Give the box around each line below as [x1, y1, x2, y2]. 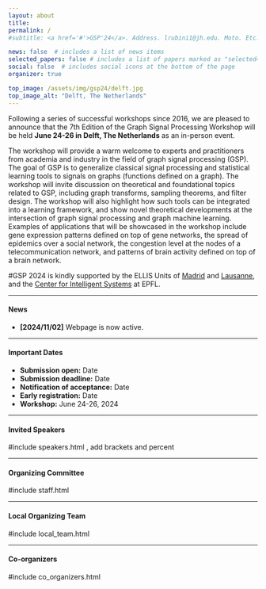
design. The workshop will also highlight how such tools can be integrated [8, 196, 251, 206]
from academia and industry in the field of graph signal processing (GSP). [8, 154, 249, 163]
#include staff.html [8, 485, 70, 495]
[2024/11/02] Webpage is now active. [19, 322, 144, 331]
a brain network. [8, 255, 62, 265]
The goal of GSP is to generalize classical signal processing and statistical [8, 163, 250, 172]
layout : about [8, 11, 55, 20]
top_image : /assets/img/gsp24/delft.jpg [8, 84, 144, 92]
